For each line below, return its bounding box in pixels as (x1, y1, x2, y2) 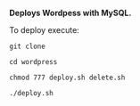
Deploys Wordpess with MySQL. (9, 8, 132, 18)
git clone (9, 42, 46, 51)
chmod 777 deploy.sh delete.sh (9, 73, 126, 82)
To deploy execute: (9, 25, 80, 35)
